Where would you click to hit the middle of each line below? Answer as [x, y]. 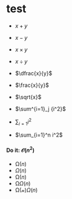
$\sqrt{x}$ [28, 97]
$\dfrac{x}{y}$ [34, 73]
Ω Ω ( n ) [23, 184]
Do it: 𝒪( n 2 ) [21, 149]
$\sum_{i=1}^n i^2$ [39, 135]
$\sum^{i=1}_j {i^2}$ [41, 108]
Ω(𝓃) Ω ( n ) [26, 190]
